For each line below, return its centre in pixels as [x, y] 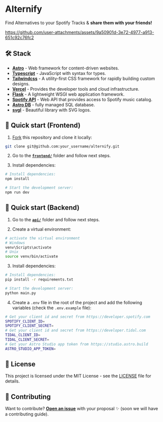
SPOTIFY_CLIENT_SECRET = [29, 326]
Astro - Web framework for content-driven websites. [66, 68]
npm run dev [17, 193]
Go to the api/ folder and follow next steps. [56, 219]
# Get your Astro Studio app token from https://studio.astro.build [77, 344]
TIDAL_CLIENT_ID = [23, 335]
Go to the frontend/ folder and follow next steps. [61, 156]
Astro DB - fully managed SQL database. [54, 105]
